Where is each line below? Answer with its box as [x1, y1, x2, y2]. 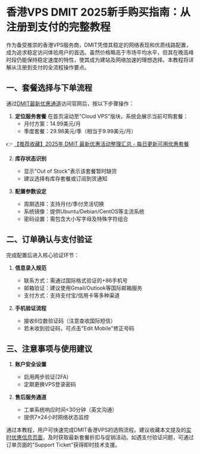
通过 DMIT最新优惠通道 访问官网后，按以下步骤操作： [6, 100, 135, 107]
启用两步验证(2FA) [23, 373, 68, 381]
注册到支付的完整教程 [6, 20, 111, 34]
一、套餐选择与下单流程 [6, 83, 92, 93]
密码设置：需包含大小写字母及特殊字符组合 [23, 215, 129, 222]
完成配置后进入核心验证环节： [6, 251, 79, 259]
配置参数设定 [14, 188, 46, 195]
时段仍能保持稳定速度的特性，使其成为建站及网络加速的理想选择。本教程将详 [6, 56, 194, 63]
